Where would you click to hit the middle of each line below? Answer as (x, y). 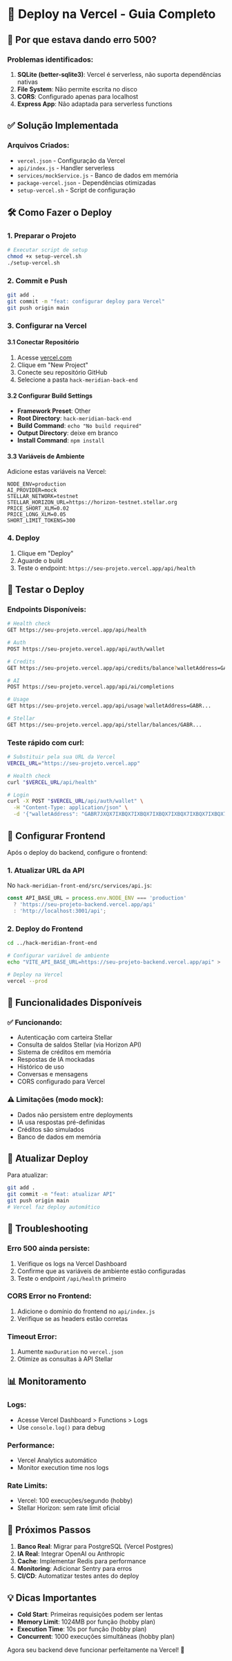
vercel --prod (28, 981)
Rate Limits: (28, 1485)
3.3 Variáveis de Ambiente (46, 456)
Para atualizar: (28, 1175)
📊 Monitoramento (47, 1382)
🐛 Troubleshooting (48, 1229)
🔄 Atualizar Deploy (48, 1158)
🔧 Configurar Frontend (56, 836)
